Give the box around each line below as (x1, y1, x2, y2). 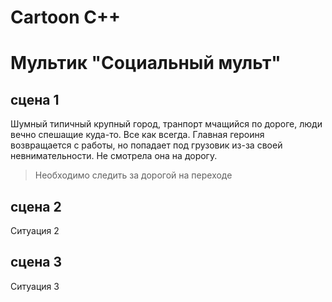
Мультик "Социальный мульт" (10, 52, 282, 75)
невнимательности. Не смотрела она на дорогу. (10, 150, 218, 162)
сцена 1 (10, 91, 60, 108)
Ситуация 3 (10, 280, 60, 292)
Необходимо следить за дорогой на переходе (34, 169, 233, 181)
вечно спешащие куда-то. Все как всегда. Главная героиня (10, 129, 265, 141)
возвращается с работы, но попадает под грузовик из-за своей (10, 139, 283, 151)
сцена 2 (10, 198, 62, 215)
